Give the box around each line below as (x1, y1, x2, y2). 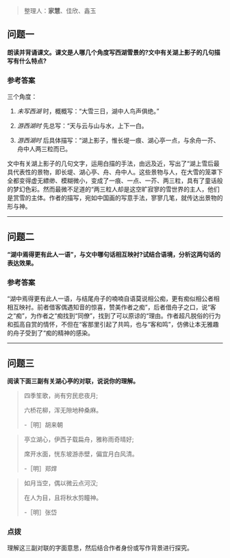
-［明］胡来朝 (23, 421, 64, 429)
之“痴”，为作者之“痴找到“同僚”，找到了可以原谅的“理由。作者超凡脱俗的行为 (7, 312, 221, 320)
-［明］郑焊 (23, 465, 57, 473)
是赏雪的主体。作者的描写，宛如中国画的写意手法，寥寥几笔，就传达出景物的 (7, 194, 223, 202)
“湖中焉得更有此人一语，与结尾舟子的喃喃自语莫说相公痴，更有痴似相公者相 (7, 294, 220, 303)
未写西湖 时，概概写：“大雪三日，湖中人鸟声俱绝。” (16, 107, 159, 115)
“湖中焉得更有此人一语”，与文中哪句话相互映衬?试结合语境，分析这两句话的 (7, 250, 221, 258)
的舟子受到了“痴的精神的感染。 (7, 329, 94, 337)
